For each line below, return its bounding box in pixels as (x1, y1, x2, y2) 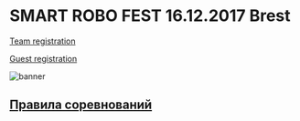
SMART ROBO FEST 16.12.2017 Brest (9, 5, 291, 26)
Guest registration (9, 53, 78, 64)
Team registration (9, 35, 76, 46)
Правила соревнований (9, 97, 153, 113)
